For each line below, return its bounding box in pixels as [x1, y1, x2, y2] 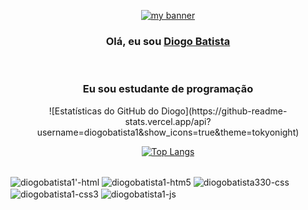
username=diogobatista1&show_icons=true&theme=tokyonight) [36, 126, 300, 138]
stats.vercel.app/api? [124, 115, 212, 127]
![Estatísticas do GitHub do [48, 105, 160, 117]
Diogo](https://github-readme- [161, 105, 288, 117]
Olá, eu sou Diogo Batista [105, 34, 231, 48]
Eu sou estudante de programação [82, 82, 254, 96]
